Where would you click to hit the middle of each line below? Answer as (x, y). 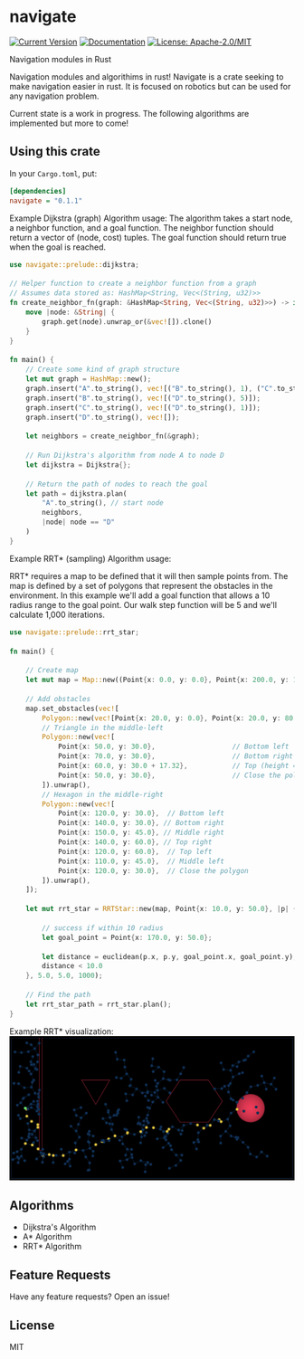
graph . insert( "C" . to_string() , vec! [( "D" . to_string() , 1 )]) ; (143, 408)
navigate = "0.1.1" (46, 201)
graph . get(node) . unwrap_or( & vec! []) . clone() (127, 322)
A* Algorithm (47, 1237)
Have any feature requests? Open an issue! (90, 1297)
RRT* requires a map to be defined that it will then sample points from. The (149, 575)
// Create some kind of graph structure (103, 370)
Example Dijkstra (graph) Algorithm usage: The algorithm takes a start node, (151, 218)
